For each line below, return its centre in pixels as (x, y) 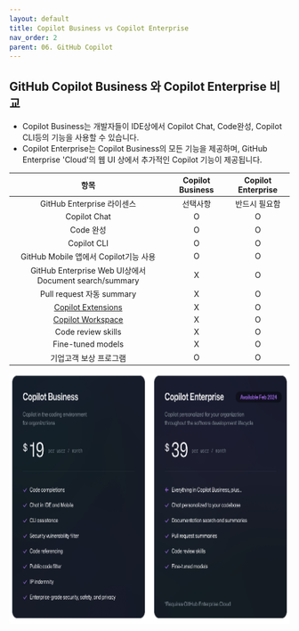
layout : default (39, 19)
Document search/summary (88, 281)
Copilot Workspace (88, 319)
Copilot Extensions (88, 307)
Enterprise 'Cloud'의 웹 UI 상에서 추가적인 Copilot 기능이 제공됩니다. (142, 160)
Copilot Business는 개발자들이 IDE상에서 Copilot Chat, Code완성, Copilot (152, 127)
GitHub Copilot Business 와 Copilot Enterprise (138, 86)
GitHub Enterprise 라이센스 (88, 203)
